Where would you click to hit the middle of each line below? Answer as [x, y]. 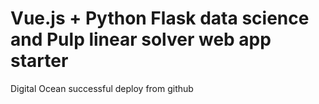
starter [39, 61]
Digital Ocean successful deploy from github [102, 88]
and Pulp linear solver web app [141, 39]
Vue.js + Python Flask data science [160, 18]
